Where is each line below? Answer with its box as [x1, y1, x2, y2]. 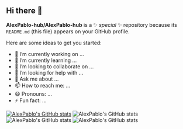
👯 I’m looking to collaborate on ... [14, 62, 94, 70]
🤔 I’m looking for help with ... [14, 69, 84, 76]
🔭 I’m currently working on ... [14, 50, 84, 57]
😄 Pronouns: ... [14, 90, 53, 97]
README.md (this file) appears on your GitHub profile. [6, 27, 130, 35]
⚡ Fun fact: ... [14, 97, 47, 104]
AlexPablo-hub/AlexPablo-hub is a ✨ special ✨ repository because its [6, 21, 177, 28]
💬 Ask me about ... [14, 75, 59, 82]
